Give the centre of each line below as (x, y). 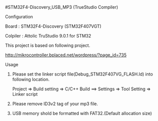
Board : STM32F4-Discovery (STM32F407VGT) (53, 26)
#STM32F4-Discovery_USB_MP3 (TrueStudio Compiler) (62, 7)
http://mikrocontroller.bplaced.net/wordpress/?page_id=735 (66, 55)
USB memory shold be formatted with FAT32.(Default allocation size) (82, 113)
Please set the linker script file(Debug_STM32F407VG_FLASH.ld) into (83, 74)
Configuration (19, 17)
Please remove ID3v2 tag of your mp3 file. (55, 104)
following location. (31, 79)
